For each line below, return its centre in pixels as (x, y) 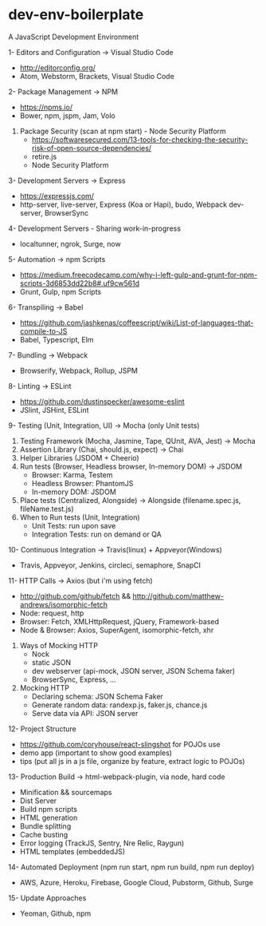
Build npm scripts (49, 809)
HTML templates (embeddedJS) (72, 851)
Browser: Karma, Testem (72, 475)
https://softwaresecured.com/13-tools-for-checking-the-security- (140, 139)
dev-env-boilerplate (76, 15)
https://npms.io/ (46, 107)
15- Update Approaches (47, 898)
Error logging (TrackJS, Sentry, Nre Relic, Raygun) (102, 843)
